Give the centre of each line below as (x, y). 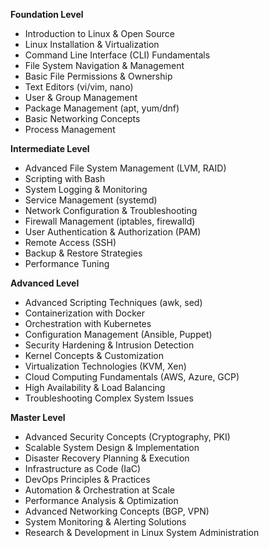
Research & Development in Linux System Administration (142, 532)
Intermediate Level (50, 148)
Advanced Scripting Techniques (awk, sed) (113, 302)
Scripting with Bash (65, 178)
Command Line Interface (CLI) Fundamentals (117, 55)
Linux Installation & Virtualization (92, 44)
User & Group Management (81, 97)
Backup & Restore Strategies (83, 253)
